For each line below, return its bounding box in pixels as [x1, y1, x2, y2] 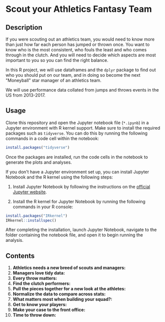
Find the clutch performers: [12, 280, 71, 286]
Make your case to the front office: [12, 307, 86, 313]
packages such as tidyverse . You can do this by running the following [5, 130, 148, 136]
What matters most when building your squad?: [12, 296, 113, 302]
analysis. [5, 237, 24, 243]
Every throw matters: [12, 276, 57, 281]
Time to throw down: [12, 312, 56, 318]
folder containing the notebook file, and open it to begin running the [5, 232, 143, 238]
